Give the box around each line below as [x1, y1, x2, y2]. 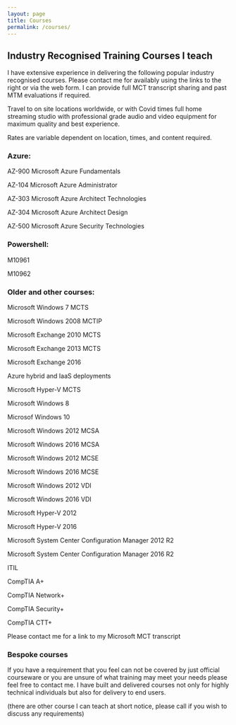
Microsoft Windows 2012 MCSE [7, 454, 99, 463]
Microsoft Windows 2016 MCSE [7, 468, 99, 476]
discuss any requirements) [7, 709, 85, 718]
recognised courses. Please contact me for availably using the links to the [7, 76, 222, 85]
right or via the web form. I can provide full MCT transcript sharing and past [7, 83, 227, 92]
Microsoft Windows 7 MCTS [7, 303, 89, 312]
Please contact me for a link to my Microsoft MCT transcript [7, 632, 181, 641]
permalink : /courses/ [7, 23, 71, 30]
